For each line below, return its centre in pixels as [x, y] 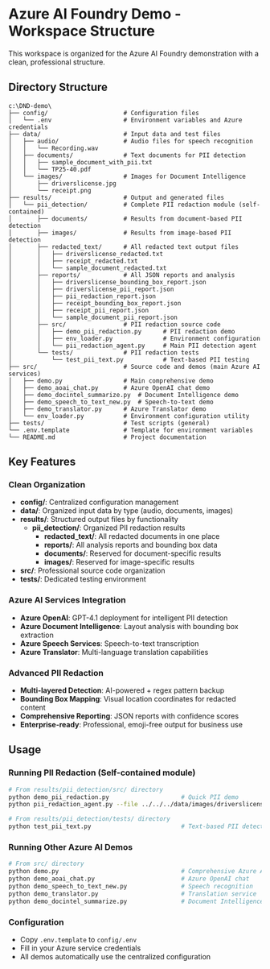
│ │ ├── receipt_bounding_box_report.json [95, 303]
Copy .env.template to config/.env [78, 939]
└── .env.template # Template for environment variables [131, 430]
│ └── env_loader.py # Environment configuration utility [129, 416]
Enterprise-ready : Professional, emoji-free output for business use [131, 725]
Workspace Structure [82, 31]
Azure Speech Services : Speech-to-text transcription [109, 643]
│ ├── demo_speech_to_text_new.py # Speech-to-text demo [111, 402]
